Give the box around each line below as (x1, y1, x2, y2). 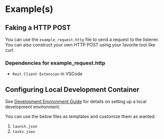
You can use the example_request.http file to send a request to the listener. (5, 36, 160, 42)
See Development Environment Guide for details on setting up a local (5, 99, 147, 105)
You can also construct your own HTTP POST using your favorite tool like (5, 42, 156, 48)
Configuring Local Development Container (5, 85, 140, 94)
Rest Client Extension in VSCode (12, 71, 83, 77)
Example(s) (5, 3, 53, 15)
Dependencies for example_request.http (5, 59, 106, 66)
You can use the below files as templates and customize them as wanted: (5, 114, 156, 120)
